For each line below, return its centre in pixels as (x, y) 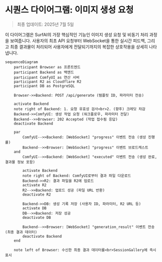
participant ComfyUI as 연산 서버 (47, 77)
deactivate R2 (37, 195)
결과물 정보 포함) (20, 162)
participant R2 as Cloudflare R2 (48, 82)
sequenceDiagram (21, 62)
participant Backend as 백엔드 (44, 72)
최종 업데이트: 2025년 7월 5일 (45, 24)
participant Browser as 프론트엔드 (47, 67)
